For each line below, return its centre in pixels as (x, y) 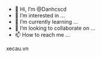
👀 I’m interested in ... (40, 15)
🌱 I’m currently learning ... (46, 22)
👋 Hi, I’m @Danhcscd (40, 9)
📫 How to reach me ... (42, 35)
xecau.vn (17, 48)
